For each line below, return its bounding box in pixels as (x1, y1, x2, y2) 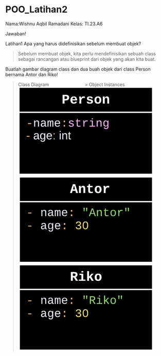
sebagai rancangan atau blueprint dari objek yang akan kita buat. (17, 56, 156, 62)
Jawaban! (5, 30, 27, 37)
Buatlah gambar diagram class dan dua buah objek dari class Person (5, 66, 151, 72)
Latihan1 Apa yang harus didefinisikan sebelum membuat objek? (5, 40, 141, 47)
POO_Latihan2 (5, 4, 68, 15)
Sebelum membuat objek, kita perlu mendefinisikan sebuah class (17, 50, 156, 57)
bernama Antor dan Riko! (5, 71, 58, 78)
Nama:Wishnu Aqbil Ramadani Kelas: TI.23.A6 (5, 21, 103, 27)
